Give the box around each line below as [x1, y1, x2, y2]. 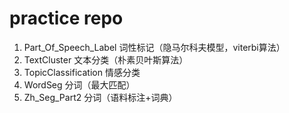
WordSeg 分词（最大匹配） [23, 78, 136, 91]
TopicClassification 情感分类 [23, 66, 141, 78]
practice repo [9, 7, 124, 30]
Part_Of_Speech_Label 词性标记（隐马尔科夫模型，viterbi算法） [23, 41, 286, 53]
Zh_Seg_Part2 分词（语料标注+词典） [23, 91, 178, 103]
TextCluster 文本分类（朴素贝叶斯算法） [23, 53, 189, 66]
